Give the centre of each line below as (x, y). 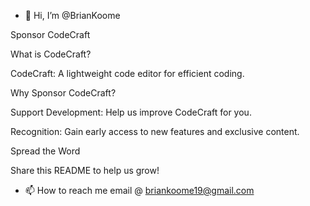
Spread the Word (45, 151)
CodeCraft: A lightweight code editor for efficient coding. (127, 73)
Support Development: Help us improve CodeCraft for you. (131, 112)
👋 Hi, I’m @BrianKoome (72, 15)
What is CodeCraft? (51, 54)
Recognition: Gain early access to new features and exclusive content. (155, 131)
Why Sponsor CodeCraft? (63, 93)
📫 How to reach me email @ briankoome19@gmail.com (139, 190)
